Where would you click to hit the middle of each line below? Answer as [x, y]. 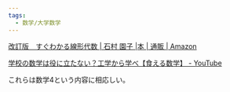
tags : [17, 15]
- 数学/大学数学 [38, 23]
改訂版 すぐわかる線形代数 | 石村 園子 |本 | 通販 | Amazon [103, 46]
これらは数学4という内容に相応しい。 [69, 79]
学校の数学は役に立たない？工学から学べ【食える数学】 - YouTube [115, 63]
